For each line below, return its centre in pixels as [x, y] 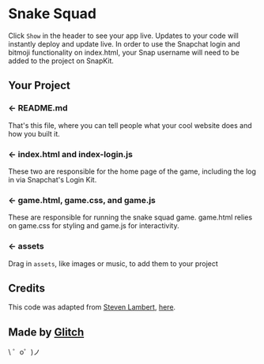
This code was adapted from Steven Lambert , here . [92, 307]
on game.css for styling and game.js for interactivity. [94, 226]
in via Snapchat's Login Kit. [53, 179]
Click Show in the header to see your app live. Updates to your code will [123, 36]
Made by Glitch [46, 332]
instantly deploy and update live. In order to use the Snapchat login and [124, 43]
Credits [27, 288]
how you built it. [34, 133]
